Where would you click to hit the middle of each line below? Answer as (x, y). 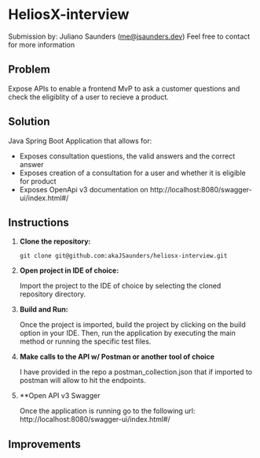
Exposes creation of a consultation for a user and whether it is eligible (132, 173)
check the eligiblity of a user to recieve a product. (88, 97)
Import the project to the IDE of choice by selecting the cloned (120, 286)
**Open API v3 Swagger (60, 396)
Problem (29, 70)
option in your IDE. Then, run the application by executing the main (127, 333)
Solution (29, 122)
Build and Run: (44, 310)
